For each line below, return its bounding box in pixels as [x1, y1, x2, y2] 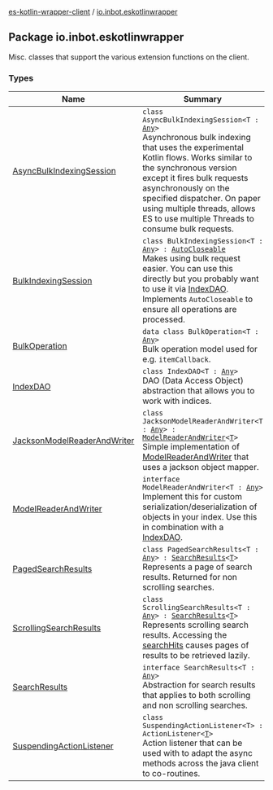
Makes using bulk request [141, 252, 241, 264]
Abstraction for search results [141, 679, 256, 691]
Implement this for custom [141, 491, 242, 503]
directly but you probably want [141, 273, 259, 284]
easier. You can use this [141, 263, 233, 274]
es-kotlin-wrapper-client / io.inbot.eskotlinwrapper [8, 7, 178, 16]
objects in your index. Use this [141, 511, 258, 523]
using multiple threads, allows [141, 203, 256, 214]
